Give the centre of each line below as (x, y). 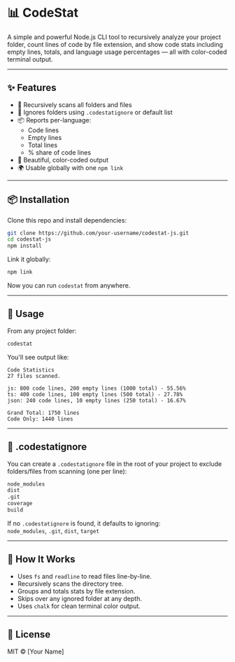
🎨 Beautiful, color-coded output (63, 160)
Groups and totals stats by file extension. (76, 591)
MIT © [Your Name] (36, 652)
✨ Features (32, 88)
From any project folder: (42, 331)
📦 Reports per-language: (54, 120)
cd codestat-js (29, 239)
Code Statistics (31, 370)
